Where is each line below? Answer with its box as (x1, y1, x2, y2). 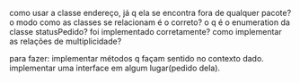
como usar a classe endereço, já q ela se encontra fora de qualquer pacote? (9, 8, 292, 18)
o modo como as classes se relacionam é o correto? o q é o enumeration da (9, 17, 290, 28)
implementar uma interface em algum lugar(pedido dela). (9, 62, 221, 73)
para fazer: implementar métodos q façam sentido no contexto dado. (9, 53, 265, 63)
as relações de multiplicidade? (9, 36, 122, 46)
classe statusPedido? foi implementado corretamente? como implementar (9, 27, 282, 37)
